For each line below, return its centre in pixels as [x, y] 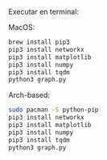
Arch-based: [29, 95]
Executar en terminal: [43, 12]
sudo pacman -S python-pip [53, 110]
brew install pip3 [39, 42]
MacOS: [22, 27]
